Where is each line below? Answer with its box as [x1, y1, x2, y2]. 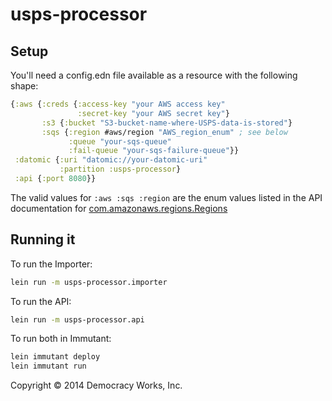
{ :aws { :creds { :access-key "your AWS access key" [10, 99, 226, 109]
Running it [10, 231, 76, 248]
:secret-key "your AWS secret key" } [77, 108, 230, 118]
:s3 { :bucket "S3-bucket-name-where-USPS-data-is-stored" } [41, 118, 293, 128]
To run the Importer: [10, 258, 93, 270]
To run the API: [10, 295, 72, 307]
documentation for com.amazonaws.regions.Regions [10, 202, 228, 214]
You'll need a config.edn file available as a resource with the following [10, 69, 298, 81]
